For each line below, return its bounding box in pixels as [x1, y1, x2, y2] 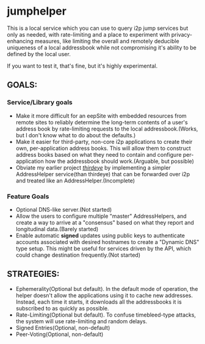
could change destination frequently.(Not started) [15, 251, 141, 259]
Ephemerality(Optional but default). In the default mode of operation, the [15, 285, 198, 292]
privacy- [171, 30, 193, 38]
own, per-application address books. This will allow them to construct [15, 145, 191, 152]
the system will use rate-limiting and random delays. [15, 317, 148, 324]
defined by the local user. [7, 50, 71, 57]
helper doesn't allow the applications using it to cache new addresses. [15, 292, 193, 299]
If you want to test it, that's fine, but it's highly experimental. [7, 62, 158, 70]
